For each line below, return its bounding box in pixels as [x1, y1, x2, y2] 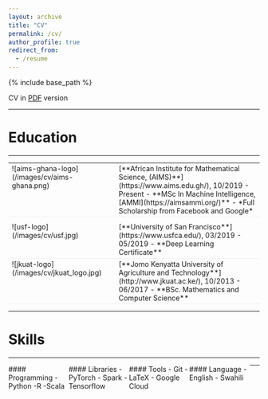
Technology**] [171, 268, 222, 277]
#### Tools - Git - [128, 365, 188, 374]
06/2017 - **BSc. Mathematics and [118, 284, 239, 294]
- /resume [15, 55, 48, 63]
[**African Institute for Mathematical [118, 163, 240, 173]
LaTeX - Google [128, 373, 180, 382]
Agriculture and [118, 268, 170, 277]
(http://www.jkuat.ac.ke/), [118, 276, 203, 286]
